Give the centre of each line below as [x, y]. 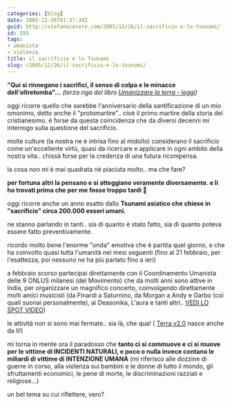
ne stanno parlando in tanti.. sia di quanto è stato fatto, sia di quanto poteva [115, 224]
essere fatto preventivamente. [50, 231]
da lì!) [15, 330]
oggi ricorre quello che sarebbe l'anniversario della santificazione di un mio [114, 105]
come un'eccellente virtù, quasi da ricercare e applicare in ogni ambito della [115, 148]
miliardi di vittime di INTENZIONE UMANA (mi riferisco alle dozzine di [107, 359]
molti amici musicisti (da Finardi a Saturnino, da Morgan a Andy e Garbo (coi [116, 295]
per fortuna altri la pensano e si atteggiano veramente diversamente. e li [113, 182]
